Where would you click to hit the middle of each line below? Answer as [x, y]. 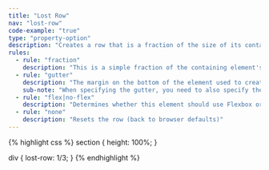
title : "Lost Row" [39, 16]
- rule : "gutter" [44, 75]
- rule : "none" [41, 113]
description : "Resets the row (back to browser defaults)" [123, 120]
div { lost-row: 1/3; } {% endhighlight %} [74, 157]
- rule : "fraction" [48, 61]
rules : [19, 53]
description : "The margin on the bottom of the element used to [132, 82]
